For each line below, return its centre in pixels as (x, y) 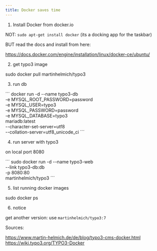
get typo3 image (30, 64)
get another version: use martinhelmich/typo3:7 (56, 217)
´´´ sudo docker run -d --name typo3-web (49, 162)
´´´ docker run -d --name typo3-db (42, 94)
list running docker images (41, 188)
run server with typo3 (36, 142)
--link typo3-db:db (25, 167)
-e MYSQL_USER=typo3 (31, 105)
